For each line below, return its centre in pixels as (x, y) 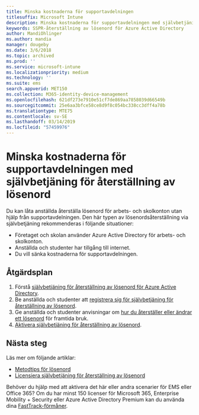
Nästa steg (27, 344)
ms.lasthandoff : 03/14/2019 (41, 122)
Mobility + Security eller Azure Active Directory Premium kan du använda (95, 399)
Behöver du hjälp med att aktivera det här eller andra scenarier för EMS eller (99, 387)
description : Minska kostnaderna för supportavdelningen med (83, 23)
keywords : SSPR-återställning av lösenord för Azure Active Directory (95, 28)
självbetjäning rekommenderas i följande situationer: (70, 224)
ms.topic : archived (30, 56)
